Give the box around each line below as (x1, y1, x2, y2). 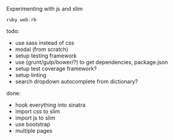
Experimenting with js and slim (6, 5, 83, 12)
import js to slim (15, 115, 56, 121)
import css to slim (15, 108, 60, 115)
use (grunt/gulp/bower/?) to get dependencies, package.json (15, 59, 169, 65)
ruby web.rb (6, 17, 37, 23)
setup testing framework (15, 52, 77, 59)
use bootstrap (15, 121, 50, 128)
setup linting (15, 72, 47, 78)
